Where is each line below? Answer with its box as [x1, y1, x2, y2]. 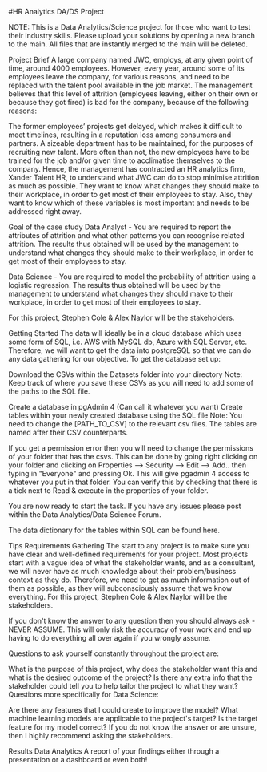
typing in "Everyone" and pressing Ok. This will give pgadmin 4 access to [8, 469, 250, 478]
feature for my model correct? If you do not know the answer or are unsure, [8, 722, 257, 732]
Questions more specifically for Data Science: [8, 689, 159, 699]
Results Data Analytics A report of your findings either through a [8, 746, 220, 756]
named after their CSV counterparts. [8, 428, 128, 437]
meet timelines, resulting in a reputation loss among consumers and [8, 130, 232, 139]
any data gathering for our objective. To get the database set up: [8, 354, 221, 363]
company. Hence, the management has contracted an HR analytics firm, [8, 164, 246, 173]
